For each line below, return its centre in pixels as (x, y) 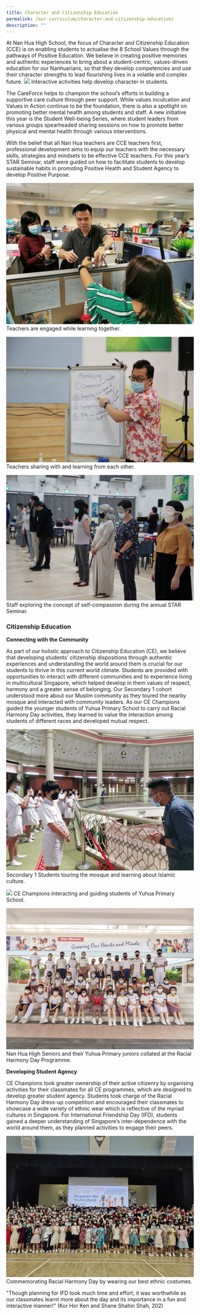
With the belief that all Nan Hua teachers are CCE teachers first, (84, 143)
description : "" (26, 25)
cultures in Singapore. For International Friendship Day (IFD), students (92, 1115)
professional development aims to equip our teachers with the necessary (96, 149)
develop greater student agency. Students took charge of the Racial (89, 1096)
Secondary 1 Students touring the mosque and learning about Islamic (91, 875)
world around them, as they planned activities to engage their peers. (90, 1127)
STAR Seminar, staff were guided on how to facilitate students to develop (96, 162)
